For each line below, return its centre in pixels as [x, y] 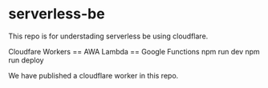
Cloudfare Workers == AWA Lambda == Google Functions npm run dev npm [134, 51]
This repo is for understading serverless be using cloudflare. [108, 36]
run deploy [26, 60]
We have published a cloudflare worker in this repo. [93, 75]
